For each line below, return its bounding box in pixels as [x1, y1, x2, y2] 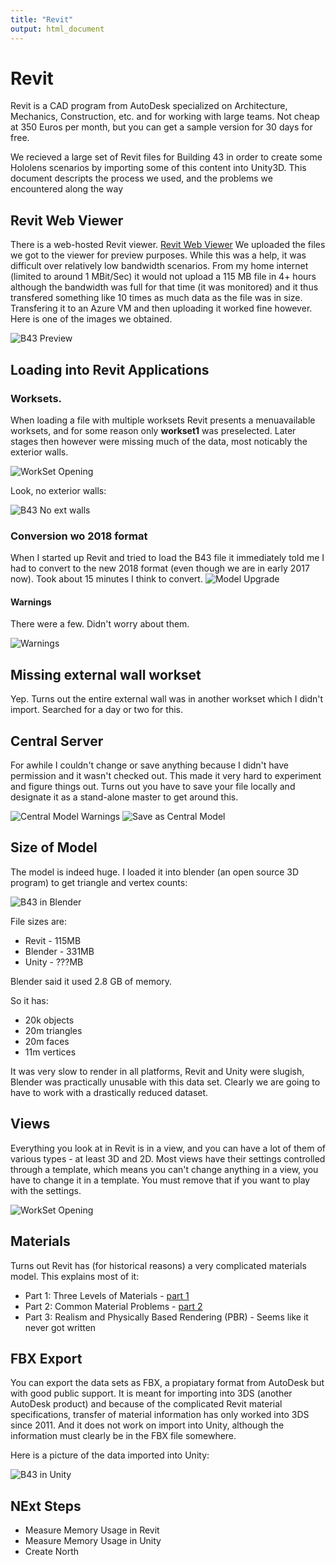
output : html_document [10, 24, 105, 34]
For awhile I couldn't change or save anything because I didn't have [10, 759, 289, 771]
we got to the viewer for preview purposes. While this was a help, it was [10, 249, 307, 261]
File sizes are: [10, 915, 68, 927]
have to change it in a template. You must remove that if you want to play [10, 1174, 311, 1186]
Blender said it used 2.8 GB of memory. [10, 975, 173, 987]
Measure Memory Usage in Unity [24, 1535, 162, 1547]
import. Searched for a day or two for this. [10, 704, 183, 716]
